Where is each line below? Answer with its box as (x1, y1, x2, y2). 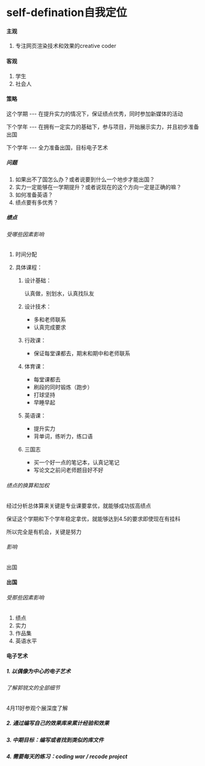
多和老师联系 (33, 316, 66, 323)
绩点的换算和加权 (6, 482, 50, 489)
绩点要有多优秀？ (15, 198, 59, 206)
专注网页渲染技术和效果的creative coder (15, 42, 117, 50)
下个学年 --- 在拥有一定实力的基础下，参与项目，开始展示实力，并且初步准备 (6, 123, 199, 130)
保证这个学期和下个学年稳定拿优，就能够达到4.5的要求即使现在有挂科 (6, 515, 181, 522)
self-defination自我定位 (6, 6, 127, 20)
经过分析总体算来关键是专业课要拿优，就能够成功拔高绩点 (6, 502, 151, 509)
